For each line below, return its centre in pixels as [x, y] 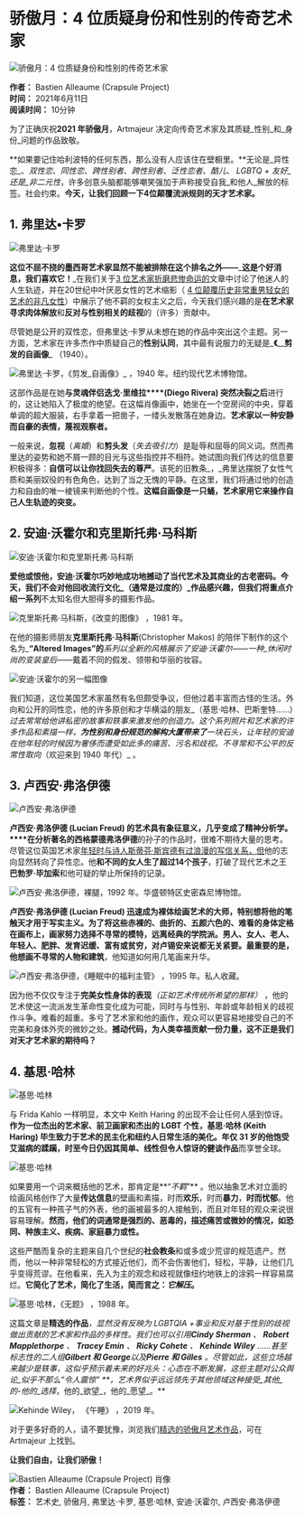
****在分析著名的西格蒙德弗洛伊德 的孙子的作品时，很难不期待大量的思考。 [149, 839]
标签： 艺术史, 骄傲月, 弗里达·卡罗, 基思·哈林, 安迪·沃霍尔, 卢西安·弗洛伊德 [145, 1502]
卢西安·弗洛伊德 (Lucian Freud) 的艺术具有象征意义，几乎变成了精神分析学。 [151, 828]
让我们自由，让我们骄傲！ [57, 1460]
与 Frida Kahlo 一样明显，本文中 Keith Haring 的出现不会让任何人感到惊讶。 [149, 1114]
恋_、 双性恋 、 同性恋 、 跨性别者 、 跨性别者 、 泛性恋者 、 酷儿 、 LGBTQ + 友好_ [150, 170]
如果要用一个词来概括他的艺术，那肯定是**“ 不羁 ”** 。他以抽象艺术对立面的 [148, 1187]
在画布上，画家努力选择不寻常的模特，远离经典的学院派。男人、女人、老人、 [152, 934]
